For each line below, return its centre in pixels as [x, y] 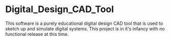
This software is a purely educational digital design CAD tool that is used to [84, 23]
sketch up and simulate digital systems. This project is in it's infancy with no [85, 28]
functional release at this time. [37, 34]
